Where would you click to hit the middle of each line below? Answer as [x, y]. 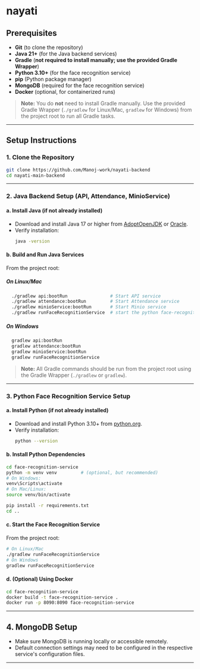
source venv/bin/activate [38, 495]
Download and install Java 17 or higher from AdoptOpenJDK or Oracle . [101, 224]
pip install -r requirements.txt [48, 506]
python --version [36, 441]
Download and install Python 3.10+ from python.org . [79, 424]
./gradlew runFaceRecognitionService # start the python [85, 313]
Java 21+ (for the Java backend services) [66, 54]
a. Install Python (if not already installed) [57, 410]
